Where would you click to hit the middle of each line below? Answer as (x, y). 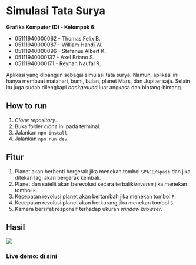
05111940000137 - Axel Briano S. (54, 57)
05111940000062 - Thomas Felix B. (58, 38)
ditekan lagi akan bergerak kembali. (58, 177)
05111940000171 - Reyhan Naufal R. (58, 63)
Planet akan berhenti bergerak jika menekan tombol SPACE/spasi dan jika (102, 171)
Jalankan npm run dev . (41, 139)
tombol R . (26, 190)
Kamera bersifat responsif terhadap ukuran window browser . (89, 209)
